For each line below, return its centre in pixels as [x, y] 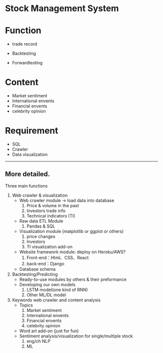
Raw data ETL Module [41, 221]
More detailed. [27, 174]
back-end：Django [45, 263]
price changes [41, 236]
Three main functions [26, 186]
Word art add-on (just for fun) [49, 331]
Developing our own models [47, 284]
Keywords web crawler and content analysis [56, 300]
